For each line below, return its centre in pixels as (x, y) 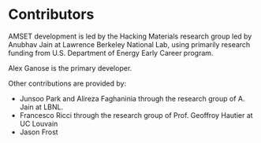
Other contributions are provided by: (67, 83)
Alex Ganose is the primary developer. (70, 68)
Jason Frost (39, 132)
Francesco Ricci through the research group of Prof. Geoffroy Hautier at (136, 115)
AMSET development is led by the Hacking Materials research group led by (130, 36)
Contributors (51, 15)
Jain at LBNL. (41, 107)
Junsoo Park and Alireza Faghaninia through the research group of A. (132, 98)
